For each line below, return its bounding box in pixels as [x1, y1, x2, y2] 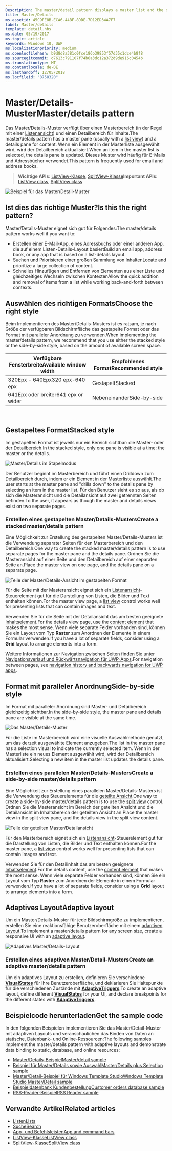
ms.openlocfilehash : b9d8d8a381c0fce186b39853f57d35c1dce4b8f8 [5, 50, 143, 56]
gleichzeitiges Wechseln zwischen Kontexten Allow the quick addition [12, 273, 159, 280]
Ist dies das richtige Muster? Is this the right [5, 203, 147, 212]
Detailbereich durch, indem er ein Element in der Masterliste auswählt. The [5, 476, 161, 482]
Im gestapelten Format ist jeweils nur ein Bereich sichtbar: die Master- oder [5, 440, 164, 446]
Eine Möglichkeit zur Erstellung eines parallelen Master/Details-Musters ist [5, 787, 162, 793]
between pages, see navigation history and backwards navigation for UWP [5, 661, 163, 668]
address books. [5, 163, 38, 169]
